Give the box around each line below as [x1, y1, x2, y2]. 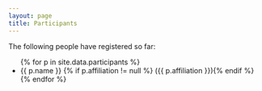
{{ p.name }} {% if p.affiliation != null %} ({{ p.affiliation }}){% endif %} [19, 65, 255, 75]
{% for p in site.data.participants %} [19, 57, 141, 67]
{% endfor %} [19, 74, 67, 84]
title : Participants [8, 19, 78, 27]
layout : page [8, 11, 53, 20]
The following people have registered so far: [8, 41, 156, 51]
